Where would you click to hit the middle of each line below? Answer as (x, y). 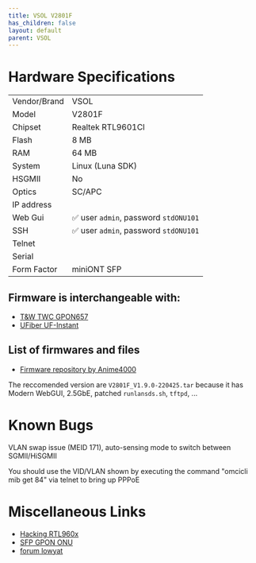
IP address (32, 205)
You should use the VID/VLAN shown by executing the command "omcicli (128, 471)
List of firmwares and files (74, 350)
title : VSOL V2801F (40, 16)
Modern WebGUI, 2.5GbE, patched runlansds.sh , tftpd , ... (103, 393)
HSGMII (27, 179)
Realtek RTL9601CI (108, 127)
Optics (25, 192)
